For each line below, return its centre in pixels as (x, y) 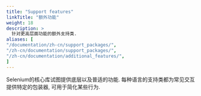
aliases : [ (20, 39)
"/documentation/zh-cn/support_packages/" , (61, 45)
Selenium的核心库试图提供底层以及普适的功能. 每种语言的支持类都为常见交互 (100, 79)
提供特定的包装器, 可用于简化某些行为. (53, 86)
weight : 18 (20, 23)
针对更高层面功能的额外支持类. (44, 34)
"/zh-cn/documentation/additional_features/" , (65, 56)
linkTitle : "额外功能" (33, 17)
